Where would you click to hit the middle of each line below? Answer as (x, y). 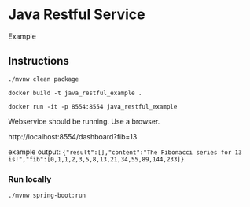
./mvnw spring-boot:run (47, 196)
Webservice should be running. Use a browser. (84, 121)
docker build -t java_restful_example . (75, 93)
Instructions (39, 61)
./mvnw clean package (44, 79)
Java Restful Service (77, 15)
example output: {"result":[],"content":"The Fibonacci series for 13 (125, 152)
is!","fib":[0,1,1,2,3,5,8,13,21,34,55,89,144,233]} (96, 159)
